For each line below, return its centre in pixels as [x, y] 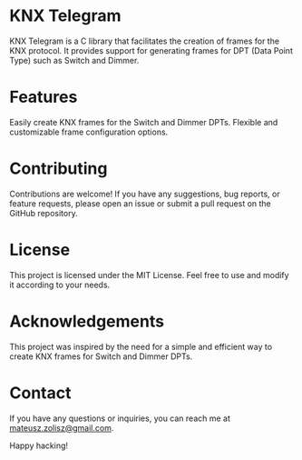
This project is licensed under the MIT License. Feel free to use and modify [149, 275]
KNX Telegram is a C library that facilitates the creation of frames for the [144, 41]
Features [44, 97]
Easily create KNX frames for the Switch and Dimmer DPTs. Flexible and [144, 122]
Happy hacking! [39, 445]
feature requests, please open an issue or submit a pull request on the [141, 203]
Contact [40, 393]
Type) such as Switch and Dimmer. [74, 60]
